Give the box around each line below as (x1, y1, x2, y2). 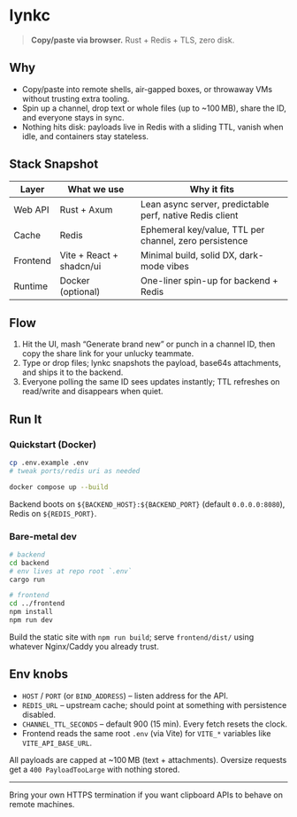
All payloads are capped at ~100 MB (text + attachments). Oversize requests (9, 754, 287, 765)
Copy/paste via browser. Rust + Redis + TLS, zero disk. (30, 35, 235, 45)
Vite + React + (59, 249, 119, 261)
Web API (13, 203, 49, 215)
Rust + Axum (59, 203, 113, 215)
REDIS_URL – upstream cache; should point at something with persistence (21, 699, 287, 710)
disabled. (21, 709, 56, 720)
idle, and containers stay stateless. (21, 130, 148, 142)
